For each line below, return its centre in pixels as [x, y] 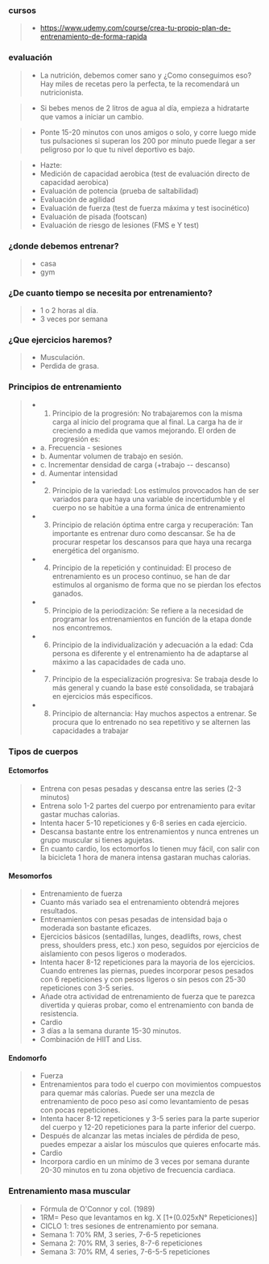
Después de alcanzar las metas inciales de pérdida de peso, [140, 1136]
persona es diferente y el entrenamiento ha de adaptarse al [150, 653]
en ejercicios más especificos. [102, 696]
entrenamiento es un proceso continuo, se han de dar [141, 576]
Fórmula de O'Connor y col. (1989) [97, 1208]
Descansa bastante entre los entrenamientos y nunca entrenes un [149, 831]
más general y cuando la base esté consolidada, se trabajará [153, 688]
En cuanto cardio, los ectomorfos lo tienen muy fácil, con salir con [150, 848]
